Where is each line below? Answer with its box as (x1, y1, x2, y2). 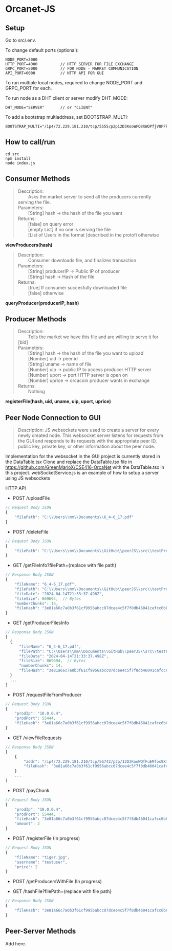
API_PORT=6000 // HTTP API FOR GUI (5, 70, 104, 76)
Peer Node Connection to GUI (5, 413, 101, 422)
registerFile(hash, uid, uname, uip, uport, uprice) (5, 398, 111, 405)
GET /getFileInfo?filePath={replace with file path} (12, 562, 117, 569)
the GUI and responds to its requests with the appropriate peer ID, (17, 438, 157, 444)
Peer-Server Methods (5, 927, 76, 936)
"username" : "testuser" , (14, 859, 68, 865)
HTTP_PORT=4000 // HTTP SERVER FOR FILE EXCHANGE (5, 62, 134, 67)
